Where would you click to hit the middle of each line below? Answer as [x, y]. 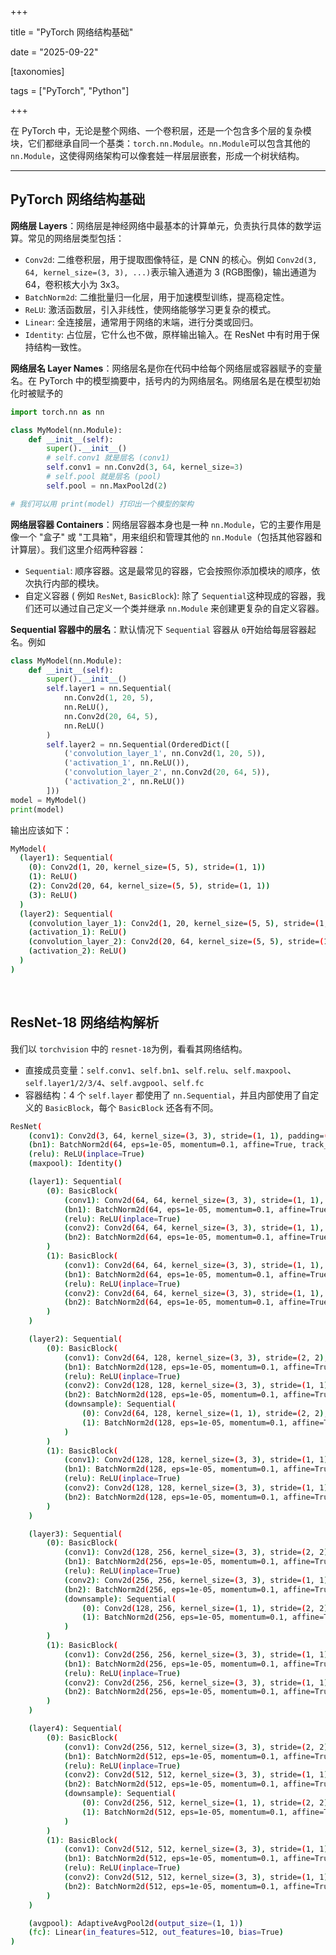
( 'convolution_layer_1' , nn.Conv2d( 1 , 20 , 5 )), [165, 754]
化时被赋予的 [36, 393]
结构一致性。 [60, 347]
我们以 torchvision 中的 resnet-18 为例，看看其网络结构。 [129, 1048]
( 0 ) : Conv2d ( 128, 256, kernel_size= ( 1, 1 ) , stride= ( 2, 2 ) [205, 1608]
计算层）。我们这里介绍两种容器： [78, 549]
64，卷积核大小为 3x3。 [74, 284]
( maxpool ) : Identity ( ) [75, 1164]
